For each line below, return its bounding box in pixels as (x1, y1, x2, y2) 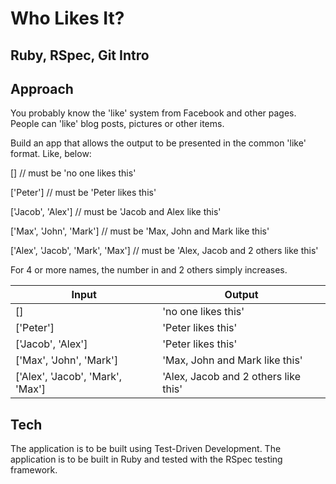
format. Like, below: (10, 148, 92, 160)
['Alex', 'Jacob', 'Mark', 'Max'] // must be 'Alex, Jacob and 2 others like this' (10, 245, 319, 257)
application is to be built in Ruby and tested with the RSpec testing (10, 453, 283, 466)
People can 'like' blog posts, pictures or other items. (10, 118, 225, 130)
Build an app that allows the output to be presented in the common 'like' (10, 137, 307, 149)
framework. (10, 464, 58, 476)
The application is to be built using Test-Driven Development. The (10, 443, 282, 455)
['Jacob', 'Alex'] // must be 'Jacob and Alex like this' (10, 206, 222, 218)
